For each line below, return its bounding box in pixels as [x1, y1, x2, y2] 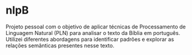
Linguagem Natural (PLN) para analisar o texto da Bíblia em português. [5, 29, 181, 36]
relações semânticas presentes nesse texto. [5, 42, 115, 49]
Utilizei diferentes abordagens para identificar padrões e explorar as [5, 35, 175, 43]
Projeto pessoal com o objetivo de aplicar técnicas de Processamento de [5, 23, 187, 30]
